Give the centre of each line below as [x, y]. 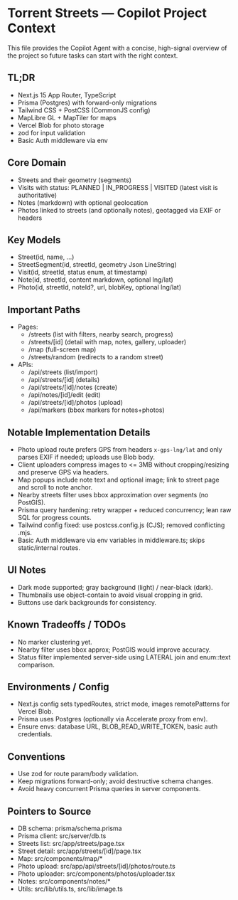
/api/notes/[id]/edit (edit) [64, 395]
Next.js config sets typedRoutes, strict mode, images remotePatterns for [124, 704]
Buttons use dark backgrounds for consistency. [87, 602]
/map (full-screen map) [62, 349]
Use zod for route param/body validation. [78, 774]
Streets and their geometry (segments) [75, 180]
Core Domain [37, 163]
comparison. [36, 665]
